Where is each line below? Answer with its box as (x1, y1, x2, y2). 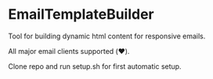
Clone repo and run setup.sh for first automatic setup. (8, 61, 182, 71)
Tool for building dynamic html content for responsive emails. (8, 31, 206, 41)
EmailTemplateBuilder (8, 5, 154, 23)
